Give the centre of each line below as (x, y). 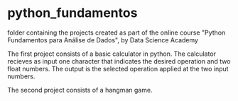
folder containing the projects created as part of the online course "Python (117, 32)
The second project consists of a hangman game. (80, 90)
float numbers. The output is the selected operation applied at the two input (118, 69)
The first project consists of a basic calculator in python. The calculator (112, 54)
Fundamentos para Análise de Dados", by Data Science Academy (103, 40)
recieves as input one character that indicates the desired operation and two (119, 61)
